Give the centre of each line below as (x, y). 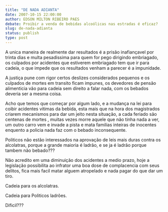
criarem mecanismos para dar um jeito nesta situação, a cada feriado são (81, 114)
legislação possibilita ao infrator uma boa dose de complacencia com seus (82, 165)
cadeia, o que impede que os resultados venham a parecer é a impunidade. (83, 68)
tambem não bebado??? (30, 150)
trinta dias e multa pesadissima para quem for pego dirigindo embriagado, (82, 57)
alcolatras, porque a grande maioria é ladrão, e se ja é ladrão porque (76, 145)
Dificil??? (15, 205)
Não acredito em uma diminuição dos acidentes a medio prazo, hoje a (77, 160)
